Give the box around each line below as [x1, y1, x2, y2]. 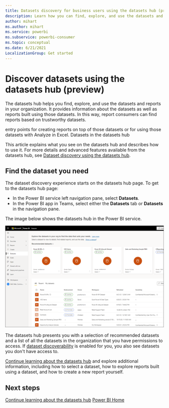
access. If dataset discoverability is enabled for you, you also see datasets [5, 343, 159, 349]
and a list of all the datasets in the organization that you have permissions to [5, 338, 163, 344]
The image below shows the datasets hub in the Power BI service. [5, 216, 142, 222]
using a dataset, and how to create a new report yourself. [5, 369, 124, 375]
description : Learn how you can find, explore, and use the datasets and [5, 13, 163, 19]
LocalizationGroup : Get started [5, 50, 73, 55]
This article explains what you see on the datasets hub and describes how [5, 141, 159, 147]
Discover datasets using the [5, 73, 125, 84]
